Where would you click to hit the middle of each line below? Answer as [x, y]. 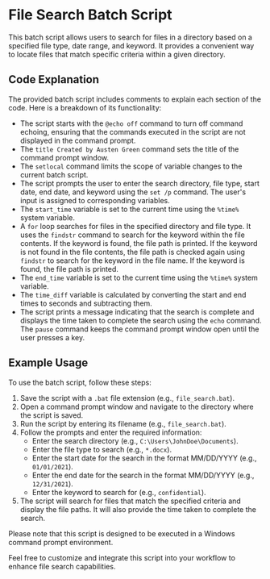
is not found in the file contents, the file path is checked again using [133, 252]
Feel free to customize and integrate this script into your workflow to [122, 557]
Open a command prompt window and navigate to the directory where [137, 406]
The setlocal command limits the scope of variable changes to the [131, 166]
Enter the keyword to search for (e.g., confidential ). [119, 492]
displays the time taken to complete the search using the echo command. [141, 320]
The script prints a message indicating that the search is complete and [137, 311]
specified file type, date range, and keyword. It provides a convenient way [131, 45]
